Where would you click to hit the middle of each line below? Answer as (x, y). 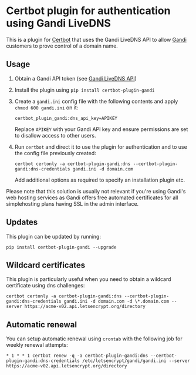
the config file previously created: (55, 153)
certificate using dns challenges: (45, 286)
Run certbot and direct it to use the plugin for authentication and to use (101, 147)
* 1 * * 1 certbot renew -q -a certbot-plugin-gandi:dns (77, 356)
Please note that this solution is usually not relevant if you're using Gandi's (96, 191)
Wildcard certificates (46, 265)
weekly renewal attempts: (37, 345)
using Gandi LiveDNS (59, 23)
